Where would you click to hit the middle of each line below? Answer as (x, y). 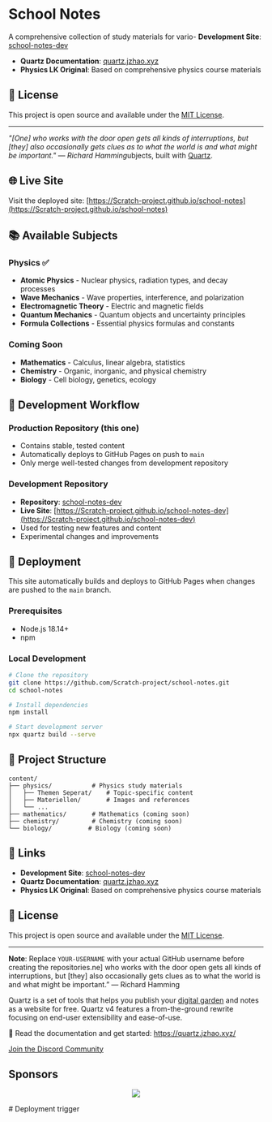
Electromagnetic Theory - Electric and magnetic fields (112, 306)
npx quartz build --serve (52, 735)
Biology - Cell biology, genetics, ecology (88, 379)
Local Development (47, 658)
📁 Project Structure (57, 760)
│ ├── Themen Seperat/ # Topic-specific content (101, 792)
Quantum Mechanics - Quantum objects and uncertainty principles (133, 315)
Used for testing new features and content (91, 528)
